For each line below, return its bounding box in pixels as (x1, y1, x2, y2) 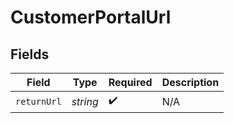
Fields (10, 46, 50, 63)
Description (161, 76, 220, 89)
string (71, 94, 99, 108)
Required (108, 76, 153, 89)
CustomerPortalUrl (10, 6, 172, 29)
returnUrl (15, 96, 62, 107)
